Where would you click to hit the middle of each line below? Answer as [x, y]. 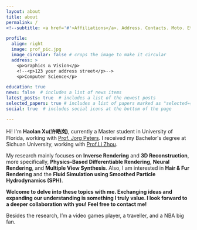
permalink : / [22, 22]
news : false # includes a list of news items [64, 92]
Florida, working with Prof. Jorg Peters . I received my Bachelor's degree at [96, 138]
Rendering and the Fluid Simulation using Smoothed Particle [81, 174]
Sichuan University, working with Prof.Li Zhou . [62, 144]
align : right [27, 44]
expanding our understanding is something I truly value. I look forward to [97, 198]
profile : [17, 39]
